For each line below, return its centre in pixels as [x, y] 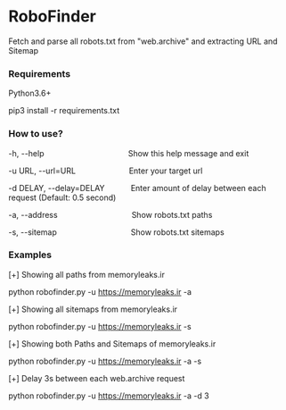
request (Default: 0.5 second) [62, 197]
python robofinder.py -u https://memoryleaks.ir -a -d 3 [109, 396]
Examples [30, 255]
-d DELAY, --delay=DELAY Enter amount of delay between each [137, 188]
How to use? [36, 134]
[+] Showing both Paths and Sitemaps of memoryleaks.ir [112, 343]
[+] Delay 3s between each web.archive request [97, 378]
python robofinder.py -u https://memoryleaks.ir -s [100, 326]
